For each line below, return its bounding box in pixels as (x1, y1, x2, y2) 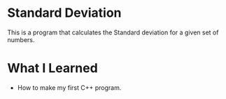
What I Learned (7, 60, 98, 77)
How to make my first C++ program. (17, 83, 122, 92)
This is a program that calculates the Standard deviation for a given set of (7, 28, 219, 37)
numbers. (7, 35, 35, 44)
